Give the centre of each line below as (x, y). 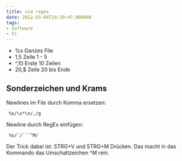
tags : (13, 23)
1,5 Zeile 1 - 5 (31, 57)
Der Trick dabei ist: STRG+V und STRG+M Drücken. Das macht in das (91, 146)
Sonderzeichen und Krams (57, 88)
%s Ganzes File (34, 50)
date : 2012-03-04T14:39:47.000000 (49, 17)
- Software (20, 28)
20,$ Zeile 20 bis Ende (42, 70)
